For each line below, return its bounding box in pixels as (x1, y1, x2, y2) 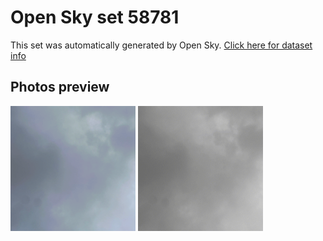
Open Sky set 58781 (10, 6, 180, 29)
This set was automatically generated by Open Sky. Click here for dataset (10, 39, 313, 51)
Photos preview (10, 79, 110, 96)
